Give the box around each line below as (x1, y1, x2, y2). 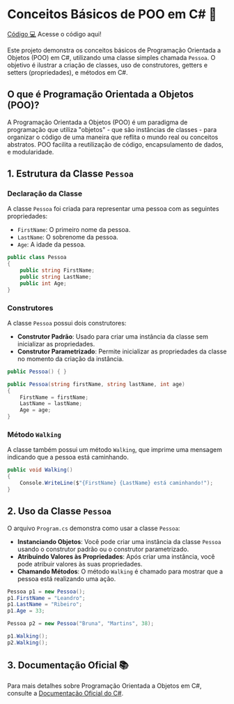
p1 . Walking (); (7, 633, 49, 640)
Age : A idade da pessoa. (17, 240, 86, 249)
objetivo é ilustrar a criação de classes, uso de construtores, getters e (7, 61, 208, 69)
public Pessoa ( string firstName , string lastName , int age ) (7, 381, 186, 388)
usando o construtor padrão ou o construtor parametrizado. (17, 545, 189, 553)
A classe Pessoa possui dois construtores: (7, 318, 127, 327)
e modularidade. (7, 147, 54, 156)
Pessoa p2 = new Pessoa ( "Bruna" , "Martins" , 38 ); (7, 620, 155, 627)
